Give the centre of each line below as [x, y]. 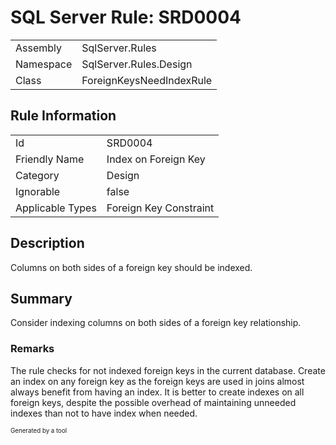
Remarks [32, 349]
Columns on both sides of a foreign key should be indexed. [131, 267]
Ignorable [38, 191]
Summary [41, 298]
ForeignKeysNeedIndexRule [147, 80]
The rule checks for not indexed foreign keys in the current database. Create [168, 370]
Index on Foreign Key [156, 159]
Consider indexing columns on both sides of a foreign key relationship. [156, 323]
